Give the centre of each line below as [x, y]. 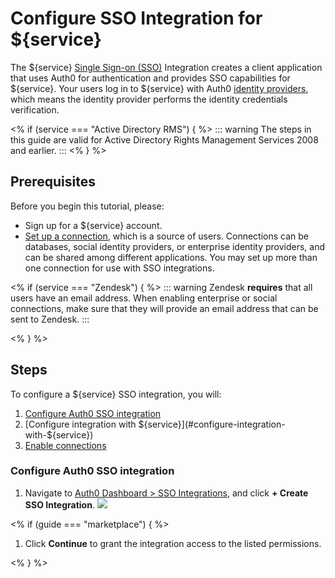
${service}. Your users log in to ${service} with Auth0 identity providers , [159, 88]
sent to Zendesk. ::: [50, 319]
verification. [35, 109]
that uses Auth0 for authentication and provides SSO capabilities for [150, 78]
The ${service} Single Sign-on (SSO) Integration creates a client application [166, 67]
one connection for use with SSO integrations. [119, 268]
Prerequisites [53, 182]
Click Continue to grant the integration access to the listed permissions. [173, 543]
